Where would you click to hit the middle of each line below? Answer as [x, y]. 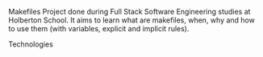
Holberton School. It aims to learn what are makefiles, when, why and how [132, 20]
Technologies [31, 44]
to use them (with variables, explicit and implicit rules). [99, 28]
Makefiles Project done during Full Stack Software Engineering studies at [129, 12]
